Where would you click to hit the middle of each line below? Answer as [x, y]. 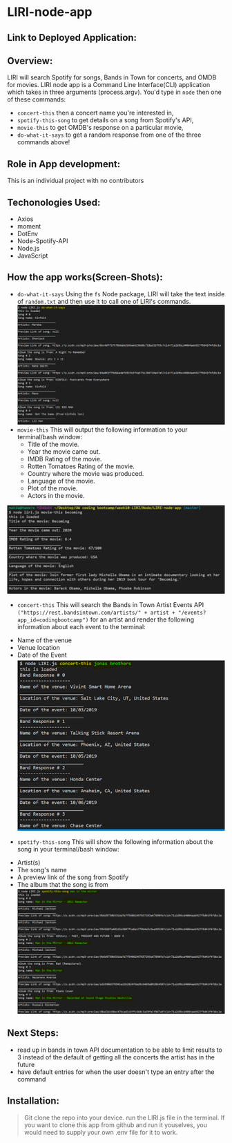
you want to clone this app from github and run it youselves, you [115, 1125]
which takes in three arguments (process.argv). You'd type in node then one [115, 92]
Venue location [38, 647]
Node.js [28, 249]
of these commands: [37, 99]
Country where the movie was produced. [86, 473]
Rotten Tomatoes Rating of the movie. [81, 466]
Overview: [30, 60]
